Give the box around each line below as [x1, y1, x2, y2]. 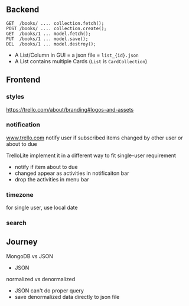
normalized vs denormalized [6, 275, 76, 282]
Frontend [6, 75, 41, 85]
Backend [6, 5, 40, 15]
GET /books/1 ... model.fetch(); [6, 31, 92, 37]
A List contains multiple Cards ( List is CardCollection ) [14, 57, 148, 64]
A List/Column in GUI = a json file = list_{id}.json [14, 51, 139, 58]
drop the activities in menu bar [14, 175, 90, 183]
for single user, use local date [6, 204, 78, 211]
